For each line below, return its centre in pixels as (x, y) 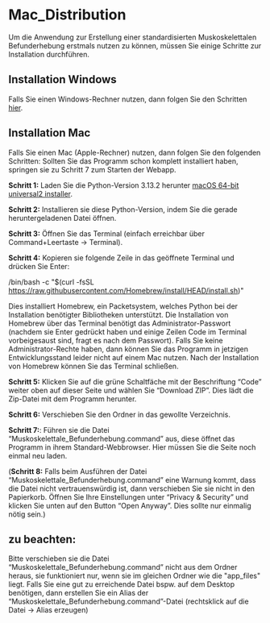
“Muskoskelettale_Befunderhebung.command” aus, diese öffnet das (122, 438)
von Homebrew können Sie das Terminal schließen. (93, 366)
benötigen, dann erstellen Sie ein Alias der (79, 593)
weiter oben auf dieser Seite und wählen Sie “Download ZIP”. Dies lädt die (131, 390)
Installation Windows (62, 79)
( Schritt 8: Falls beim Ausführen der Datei (78, 471)
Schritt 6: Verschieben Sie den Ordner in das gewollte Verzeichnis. (120, 414)
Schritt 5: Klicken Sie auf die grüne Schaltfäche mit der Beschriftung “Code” (135, 381)
